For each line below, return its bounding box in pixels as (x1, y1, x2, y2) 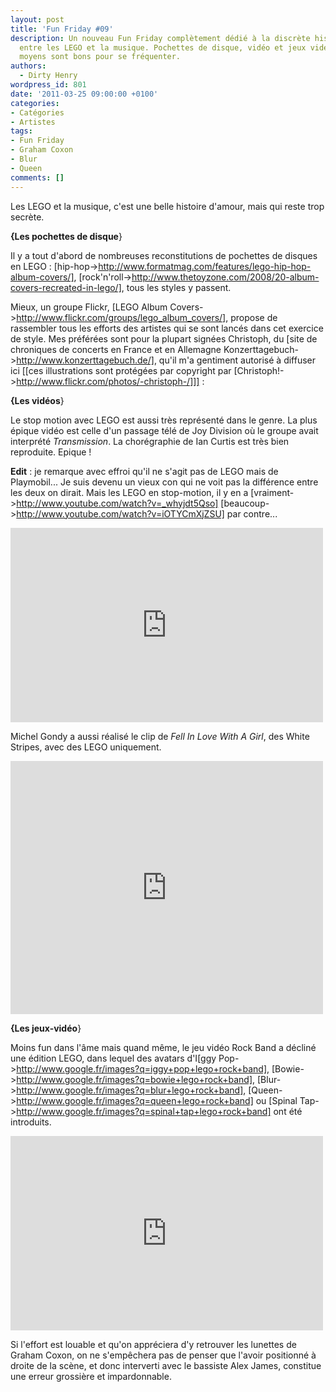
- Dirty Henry (19, 71, 78, 81)
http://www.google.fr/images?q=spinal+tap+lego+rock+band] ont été (16, 1105, 303, 1117)
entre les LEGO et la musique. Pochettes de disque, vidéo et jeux (19, 42, 307, 53)
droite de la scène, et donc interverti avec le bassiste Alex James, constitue (10, 1359, 322, 1371)
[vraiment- (250, 486, 295, 498)
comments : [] (10, 172, 65, 183)
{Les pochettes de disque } (10, 230, 123, 242)
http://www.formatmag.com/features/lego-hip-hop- (98, 260, 312, 272)
